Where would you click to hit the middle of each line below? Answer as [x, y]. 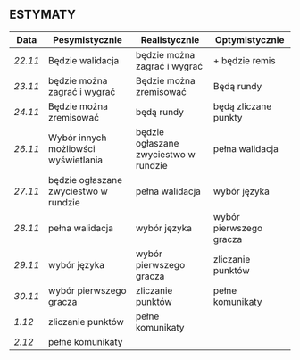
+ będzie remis [244, 60]
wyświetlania [75, 160]
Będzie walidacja [83, 60]
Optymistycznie [250, 39]
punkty [228, 117]
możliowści [71, 148]
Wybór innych [77, 138]
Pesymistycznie [88, 39]
